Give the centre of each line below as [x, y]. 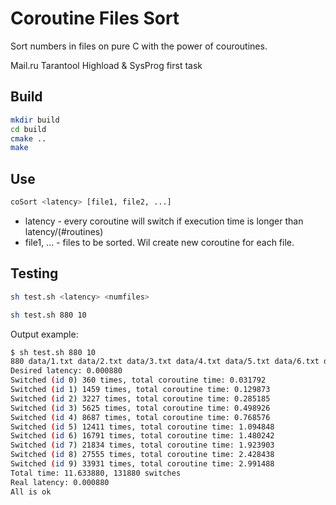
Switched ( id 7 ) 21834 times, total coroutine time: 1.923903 [142, 445]
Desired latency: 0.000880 [66, 371]
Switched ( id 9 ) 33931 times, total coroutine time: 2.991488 [142, 464]
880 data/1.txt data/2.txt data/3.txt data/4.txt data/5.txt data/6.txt [165, 362]
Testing [34, 273]
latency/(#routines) [64, 231]
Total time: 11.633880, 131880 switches [96, 473]
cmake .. [28, 138]
